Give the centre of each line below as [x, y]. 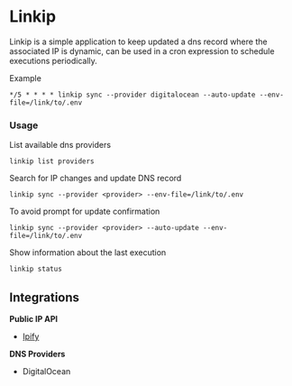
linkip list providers [52, 161]
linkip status [36, 269]
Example [26, 78]
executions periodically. [53, 60]
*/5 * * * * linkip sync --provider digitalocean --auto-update [132, 95]
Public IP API [34, 318]
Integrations [44, 297]
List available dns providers [60, 145]
